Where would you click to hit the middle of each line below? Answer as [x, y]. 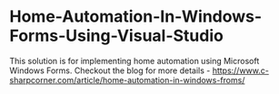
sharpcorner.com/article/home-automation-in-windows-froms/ [127, 80]
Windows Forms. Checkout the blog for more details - [110, 70]
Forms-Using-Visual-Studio [117, 36]
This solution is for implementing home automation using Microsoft [135, 61]
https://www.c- [241, 70]
